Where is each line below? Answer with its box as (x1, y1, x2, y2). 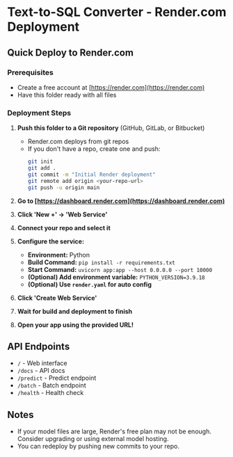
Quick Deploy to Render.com (7, 47, 134, 58)
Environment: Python (27, 250, 90, 259)
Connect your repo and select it (17, 223, 111, 232)
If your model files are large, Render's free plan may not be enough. (17, 427, 212, 435)
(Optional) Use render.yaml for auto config (27, 280, 152, 289)
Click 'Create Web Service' (17, 294, 97, 302)
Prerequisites (7, 67, 54, 77)
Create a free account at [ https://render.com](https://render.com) (17, 83, 205, 91)
